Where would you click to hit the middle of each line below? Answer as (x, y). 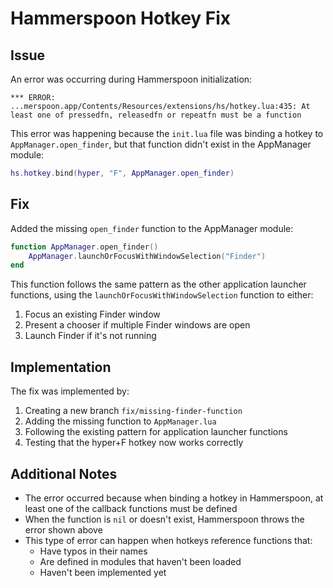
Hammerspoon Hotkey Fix (121, 18)
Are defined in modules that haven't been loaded (140, 561)
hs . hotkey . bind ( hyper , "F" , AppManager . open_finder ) (122, 173)
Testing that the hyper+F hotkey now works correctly (134, 443)
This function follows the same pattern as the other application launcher (158, 284)
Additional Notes (64, 473)
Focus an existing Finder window (92, 314)
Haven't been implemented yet (103, 572)
